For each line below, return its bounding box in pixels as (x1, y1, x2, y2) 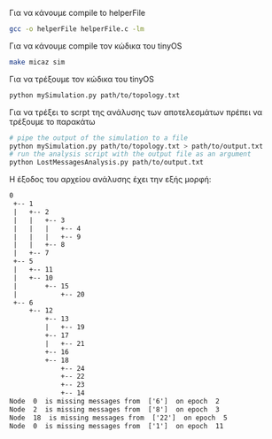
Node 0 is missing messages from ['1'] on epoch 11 (9, 421, 224, 430)
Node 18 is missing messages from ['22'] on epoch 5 (9, 413, 228, 422)
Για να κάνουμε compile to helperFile (9, 8, 146, 18)
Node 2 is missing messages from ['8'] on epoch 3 (9, 404, 220, 414)
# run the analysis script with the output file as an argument (9, 150, 252, 158)
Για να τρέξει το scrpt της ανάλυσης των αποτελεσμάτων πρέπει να (9, 106, 263, 118)
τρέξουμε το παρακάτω (9, 116, 96, 127)
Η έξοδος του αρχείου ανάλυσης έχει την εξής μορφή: (9, 174, 212, 185)
